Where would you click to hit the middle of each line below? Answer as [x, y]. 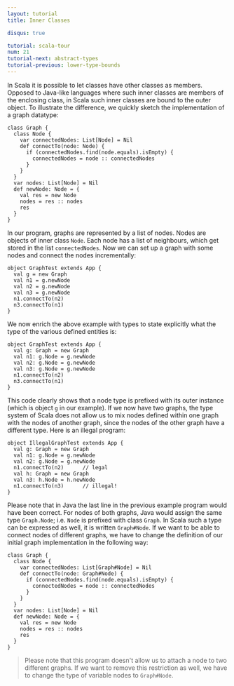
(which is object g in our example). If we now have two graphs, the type [110, 408]
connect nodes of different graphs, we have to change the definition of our [115, 534]
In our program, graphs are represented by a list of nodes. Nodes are [107, 233]
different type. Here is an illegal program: [67, 430]
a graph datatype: [33, 115]
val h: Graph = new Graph [51, 473]
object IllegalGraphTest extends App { [66, 443]
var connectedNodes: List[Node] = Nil [76, 140]
